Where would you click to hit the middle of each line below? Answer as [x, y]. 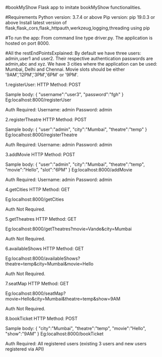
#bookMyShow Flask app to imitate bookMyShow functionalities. [73, 7]
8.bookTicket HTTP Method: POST [42, 318]
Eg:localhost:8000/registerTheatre [41, 135]
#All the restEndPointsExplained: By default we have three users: [73, 53]
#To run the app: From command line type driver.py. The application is [79, 38]
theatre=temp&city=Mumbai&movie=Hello [49, 264]
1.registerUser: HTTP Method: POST [43, 84]
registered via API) [25, 349]
